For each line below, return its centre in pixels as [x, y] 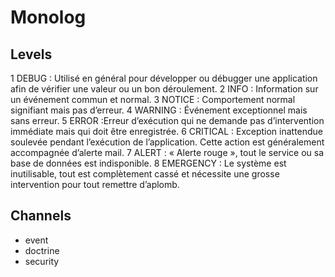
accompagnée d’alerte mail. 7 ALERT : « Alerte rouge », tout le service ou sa [167, 152]
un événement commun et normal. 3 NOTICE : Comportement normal [153, 99]
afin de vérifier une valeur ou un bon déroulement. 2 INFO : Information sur [164, 89]
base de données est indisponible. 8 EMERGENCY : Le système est [148, 163]
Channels [41, 216]
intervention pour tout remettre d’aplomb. [95, 184]
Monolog [48, 17]
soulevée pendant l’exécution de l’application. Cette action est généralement [167, 142]
